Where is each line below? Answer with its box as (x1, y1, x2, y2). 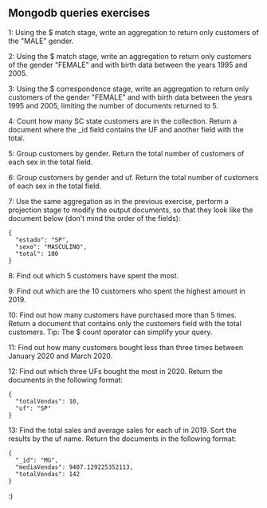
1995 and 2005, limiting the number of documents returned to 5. (8, 100, 219, 110)
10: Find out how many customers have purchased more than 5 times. (8, 310, 237, 320)
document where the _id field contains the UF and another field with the (8, 124, 245, 134)
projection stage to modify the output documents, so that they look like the (8, 205, 253, 215)
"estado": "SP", (15, 235, 69, 244)
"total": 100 (15, 250, 59, 258)
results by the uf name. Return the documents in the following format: (8, 434, 237, 443)
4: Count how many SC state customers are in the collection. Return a (8, 116, 238, 126)
